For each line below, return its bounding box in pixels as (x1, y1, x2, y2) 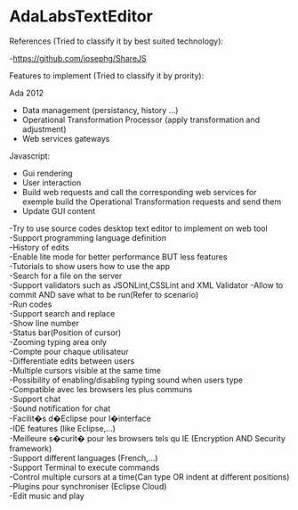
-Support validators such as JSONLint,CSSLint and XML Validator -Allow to (9, 279, 284, 291)
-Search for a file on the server (9, 270, 123, 281)
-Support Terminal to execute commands (9, 462, 160, 473)
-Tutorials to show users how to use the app (9, 260, 171, 271)
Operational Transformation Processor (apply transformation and (21, 114, 261, 125)
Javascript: (9, 150, 51, 161)
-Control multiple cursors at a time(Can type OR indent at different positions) (9, 471, 290, 482)
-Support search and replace (9, 308, 116, 318)
